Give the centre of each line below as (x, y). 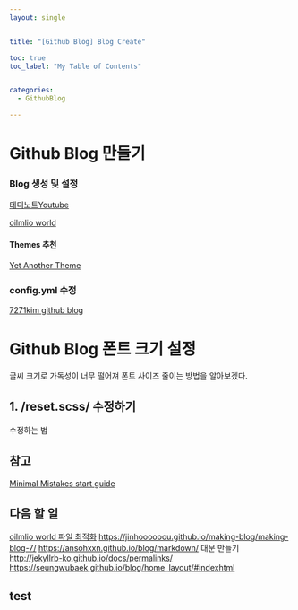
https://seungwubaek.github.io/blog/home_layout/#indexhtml (122, 568)
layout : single (38, 17)
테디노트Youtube (39, 205)
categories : (31, 91)
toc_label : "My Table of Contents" (76, 66)
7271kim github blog (46, 309)
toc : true (28, 58)
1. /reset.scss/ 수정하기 (73, 407)
